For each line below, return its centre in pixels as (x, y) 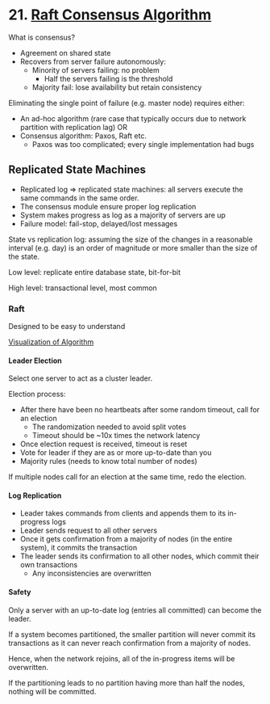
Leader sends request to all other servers (89, 530)
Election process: (37, 394)
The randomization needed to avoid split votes (109, 427)
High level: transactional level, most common (83, 288)
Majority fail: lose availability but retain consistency (117, 87)
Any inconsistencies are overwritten (91, 573)
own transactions (49, 565)
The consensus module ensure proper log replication (108, 206)
